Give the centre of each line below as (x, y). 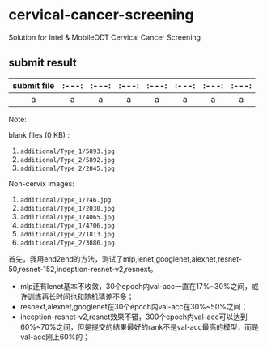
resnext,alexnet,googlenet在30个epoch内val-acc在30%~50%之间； (134, 306)
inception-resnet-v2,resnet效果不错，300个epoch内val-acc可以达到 (134, 317)
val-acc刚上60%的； (55, 337)
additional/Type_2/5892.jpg (67, 160)
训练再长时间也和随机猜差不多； (81, 296)
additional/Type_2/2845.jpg (67, 168)
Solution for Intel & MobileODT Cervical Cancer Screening (104, 37)
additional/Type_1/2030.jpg (67, 208)
